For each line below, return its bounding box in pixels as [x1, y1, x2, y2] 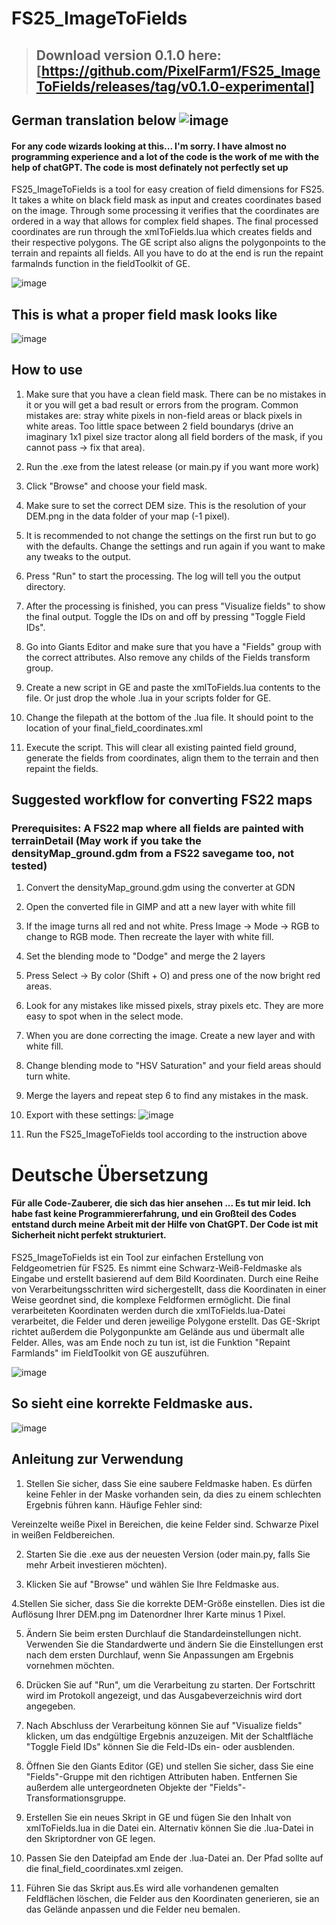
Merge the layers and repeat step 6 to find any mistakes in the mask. [25, 1090, 309, 1102]
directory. [25, 580, 66, 592]
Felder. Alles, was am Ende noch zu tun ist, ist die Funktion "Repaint [11, 1336, 291, 1348]
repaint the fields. [25, 762, 99, 774]
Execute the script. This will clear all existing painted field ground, [25, 741, 297, 753]
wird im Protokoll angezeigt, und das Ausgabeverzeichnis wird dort [25, 1689, 303, 1701]
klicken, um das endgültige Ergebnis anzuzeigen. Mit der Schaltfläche [25, 1730, 314, 1742]
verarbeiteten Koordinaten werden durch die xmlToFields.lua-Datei [11, 1304, 286, 1316]
